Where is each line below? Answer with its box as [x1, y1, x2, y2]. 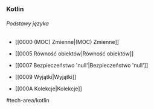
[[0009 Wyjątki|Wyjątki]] [14, 73, 77, 81]
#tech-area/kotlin [6, 97, 50, 104]
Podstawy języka [6, 20, 50, 27]
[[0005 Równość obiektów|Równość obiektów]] [14, 50, 134, 57]
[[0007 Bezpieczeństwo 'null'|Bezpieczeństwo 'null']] [14, 62, 149, 69]
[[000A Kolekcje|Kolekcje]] [14, 85, 83, 92]
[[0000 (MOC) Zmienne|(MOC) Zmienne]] [14, 39, 120, 46]
